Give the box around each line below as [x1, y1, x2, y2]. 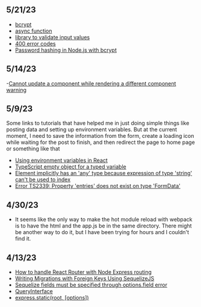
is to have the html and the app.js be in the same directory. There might [14, 222, 192, 229]
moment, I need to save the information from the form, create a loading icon [6, 132, 194, 140]
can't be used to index [14, 176, 71, 183]
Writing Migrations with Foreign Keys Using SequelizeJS [14, 275, 155, 282]
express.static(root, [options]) [14, 294, 89, 302]
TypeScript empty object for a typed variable [14, 163, 126, 170]
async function [14, 27, 52, 34]
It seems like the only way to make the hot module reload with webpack [14, 216, 193, 223]
